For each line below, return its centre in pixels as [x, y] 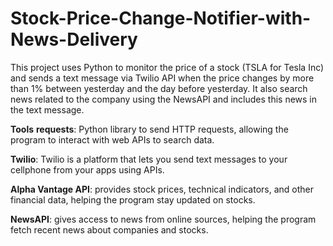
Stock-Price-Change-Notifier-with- [161, 18]
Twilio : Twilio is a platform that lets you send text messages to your [149, 159]
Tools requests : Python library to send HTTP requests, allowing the [149, 129]
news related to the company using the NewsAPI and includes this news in [164, 99]
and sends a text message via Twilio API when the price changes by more [162, 78]
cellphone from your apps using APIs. [87, 169]
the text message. [47, 109]
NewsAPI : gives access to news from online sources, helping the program [163, 219]
